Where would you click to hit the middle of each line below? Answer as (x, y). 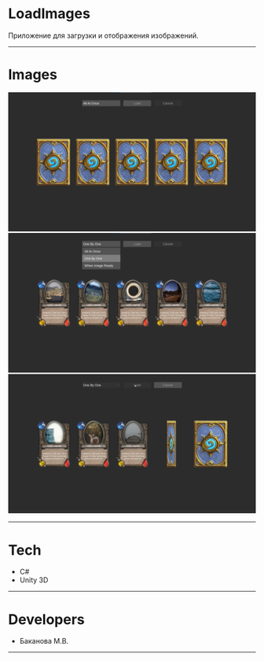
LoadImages (49, 14)
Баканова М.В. (44, 641)
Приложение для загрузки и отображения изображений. (103, 35)
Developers (46, 619)
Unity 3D (34, 580)
